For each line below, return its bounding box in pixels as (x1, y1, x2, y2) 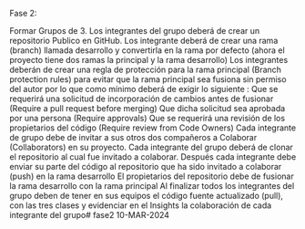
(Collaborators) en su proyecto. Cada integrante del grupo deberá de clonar (9, 141, 294, 152)
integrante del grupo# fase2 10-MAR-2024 (9, 210, 170, 220)
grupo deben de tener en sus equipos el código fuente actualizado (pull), (9, 191, 284, 201)
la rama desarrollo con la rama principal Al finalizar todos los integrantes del (9, 181, 295, 191)
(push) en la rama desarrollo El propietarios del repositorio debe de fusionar (9, 171, 294, 182)
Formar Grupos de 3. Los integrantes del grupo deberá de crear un (9, 26, 260, 36)
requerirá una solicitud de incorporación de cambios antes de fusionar (9, 93, 274, 104)
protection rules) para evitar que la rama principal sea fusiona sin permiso (9, 74, 287, 85)
